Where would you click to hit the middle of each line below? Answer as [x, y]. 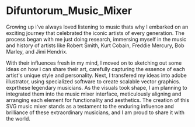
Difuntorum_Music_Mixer [69, 11]
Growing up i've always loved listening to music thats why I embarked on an [97, 27]
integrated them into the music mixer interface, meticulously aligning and [94, 94]
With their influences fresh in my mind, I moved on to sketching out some [94, 63]
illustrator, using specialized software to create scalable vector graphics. [93, 81]
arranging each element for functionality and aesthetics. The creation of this [98, 100]
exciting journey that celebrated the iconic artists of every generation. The [95, 33]
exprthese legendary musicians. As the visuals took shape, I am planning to [97, 87]
